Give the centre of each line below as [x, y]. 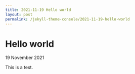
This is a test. [19, 67]
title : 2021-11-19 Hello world [38, 10]
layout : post [19, 14]
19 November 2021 [25, 57]
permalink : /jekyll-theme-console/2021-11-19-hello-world [67, 19]
